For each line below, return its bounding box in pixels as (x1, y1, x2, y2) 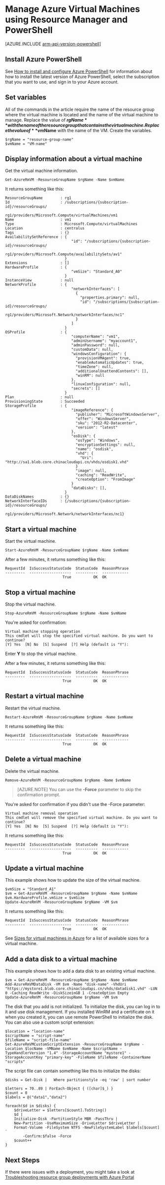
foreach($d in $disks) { (5, 1103, 56, 1109)
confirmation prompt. (17, 792, 61, 798)
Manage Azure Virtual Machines (5, 3, 140, 15)
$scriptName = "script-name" (5, 1033, 65, 1039)
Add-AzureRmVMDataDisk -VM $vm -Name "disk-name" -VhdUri (5, 982, 127, 987)
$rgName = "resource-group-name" (5, 137, 74, 142)
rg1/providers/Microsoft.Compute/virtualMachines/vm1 (5, 213, 118, 218)
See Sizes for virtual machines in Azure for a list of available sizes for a (5, 935, 149, 941)
